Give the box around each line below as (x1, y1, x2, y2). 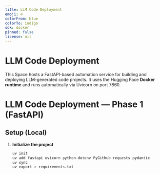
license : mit (5, 35, 32, 39)
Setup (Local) (5, 129, 47, 137)
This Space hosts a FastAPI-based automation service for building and (5, 71, 147, 77)
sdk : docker (5, 25, 29, 30)
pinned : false (5, 30, 34, 35)
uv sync (12, 160, 28, 165)
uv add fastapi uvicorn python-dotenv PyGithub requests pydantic (12, 155, 150, 160)
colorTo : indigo (5, 20, 38, 26)
